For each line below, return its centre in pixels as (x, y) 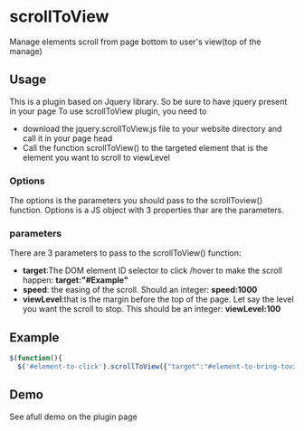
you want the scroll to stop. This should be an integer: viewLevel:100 (152, 309)
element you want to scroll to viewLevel (96, 157)
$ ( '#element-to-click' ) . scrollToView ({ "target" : (111, 367)
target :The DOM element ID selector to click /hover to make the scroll (152, 271)
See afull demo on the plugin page (73, 417)
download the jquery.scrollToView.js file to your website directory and (152, 128)
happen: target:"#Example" (75, 280)
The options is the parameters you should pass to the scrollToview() (136, 201)
